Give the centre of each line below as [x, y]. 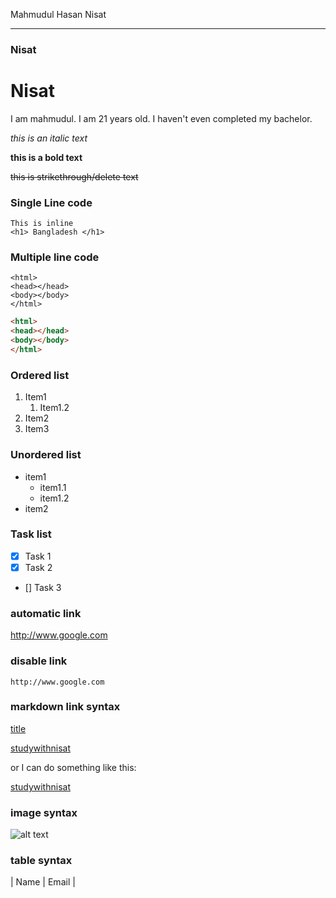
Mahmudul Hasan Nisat [58, 14]
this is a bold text [46, 157]
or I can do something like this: [73, 767]
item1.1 [53, 487]
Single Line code [51, 202]
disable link [39, 661]
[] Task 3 [43, 587]
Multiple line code [55, 257]
